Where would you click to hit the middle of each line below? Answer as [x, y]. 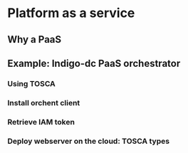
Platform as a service [71, 13]
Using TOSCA [31, 83]
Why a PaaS [35, 39]
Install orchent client [44, 102]
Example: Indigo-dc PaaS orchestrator [94, 63]
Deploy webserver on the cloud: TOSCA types [88, 141]
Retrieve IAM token [41, 122]
